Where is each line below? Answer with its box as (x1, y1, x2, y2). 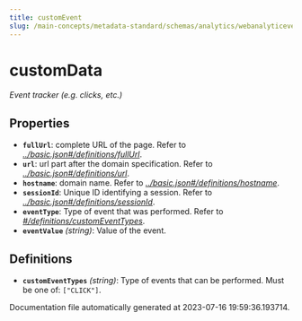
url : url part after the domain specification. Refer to (22, 159, 213, 169)
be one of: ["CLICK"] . (22, 284, 102, 296)
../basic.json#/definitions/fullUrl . (22, 149, 142, 160)
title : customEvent (9, 13, 83, 22)
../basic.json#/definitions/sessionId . (22, 196, 155, 207)
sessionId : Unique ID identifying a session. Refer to (22, 187, 213, 198)
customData (9, 60, 103, 81)
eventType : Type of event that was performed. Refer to (22, 206, 224, 217)
